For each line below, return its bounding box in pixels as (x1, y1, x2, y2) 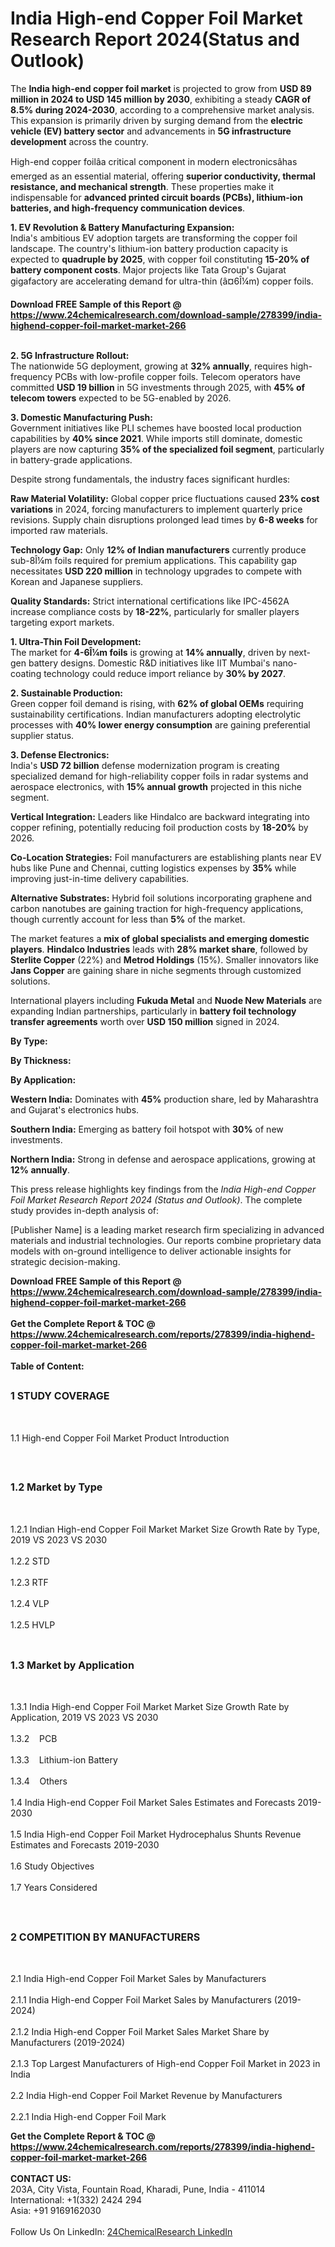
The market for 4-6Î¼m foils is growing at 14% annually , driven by (10, 646, 287, 658)
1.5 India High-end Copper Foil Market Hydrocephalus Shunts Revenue (10, 1828, 302, 1841)
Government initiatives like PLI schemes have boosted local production (10, 422, 302, 434)
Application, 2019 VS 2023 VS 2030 (10, 1712, 159, 1724)
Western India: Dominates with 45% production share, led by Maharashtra (10, 1093, 319, 1105)
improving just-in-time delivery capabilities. (10, 872, 190, 884)
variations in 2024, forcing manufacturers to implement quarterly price (10, 503, 303, 515)
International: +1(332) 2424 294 (10, 2194, 142, 2206)
